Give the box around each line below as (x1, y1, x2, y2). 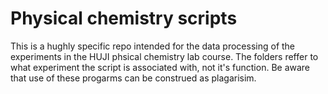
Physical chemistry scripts (10, 7, 238, 30)
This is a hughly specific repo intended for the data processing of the (10, 40, 296, 52)
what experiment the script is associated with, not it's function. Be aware (10, 61, 311, 73)
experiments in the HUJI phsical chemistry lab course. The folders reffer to (10, 50, 319, 62)
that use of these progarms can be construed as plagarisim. (10, 72, 257, 84)
